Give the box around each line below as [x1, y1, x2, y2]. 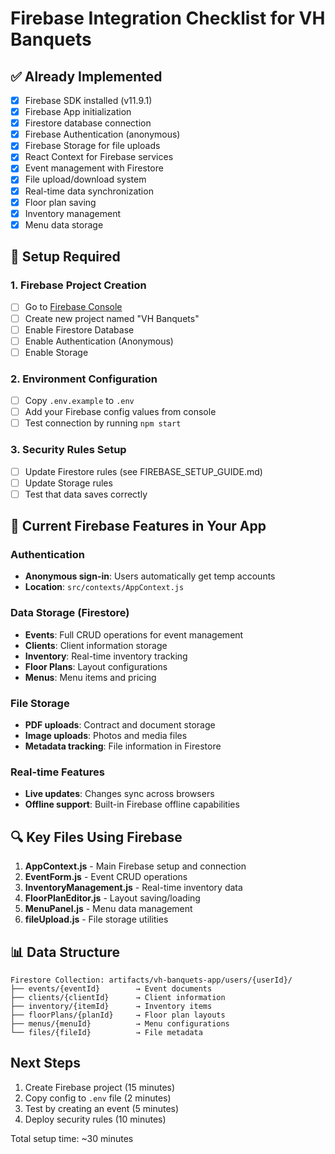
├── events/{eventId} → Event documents [10, 983, 213, 994]
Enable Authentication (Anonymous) [24, 335, 174, 347]
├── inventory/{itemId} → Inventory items [10, 1001, 213, 1011]
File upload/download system [24, 173, 147, 186]
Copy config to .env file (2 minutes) [24, 1092, 172, 1104]
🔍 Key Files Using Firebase [10, 828, 183, 846]
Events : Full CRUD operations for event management [24, 628, 244, 641]
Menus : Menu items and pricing [24, 671, 157, 683]
